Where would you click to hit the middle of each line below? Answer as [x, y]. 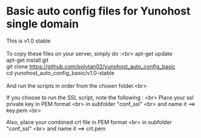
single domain [42, 24]
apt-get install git [28, 60]
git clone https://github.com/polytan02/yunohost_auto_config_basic [91, 66]
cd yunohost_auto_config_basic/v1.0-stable [61, 73]
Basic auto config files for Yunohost [98, 11]
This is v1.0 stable [28, 41]
